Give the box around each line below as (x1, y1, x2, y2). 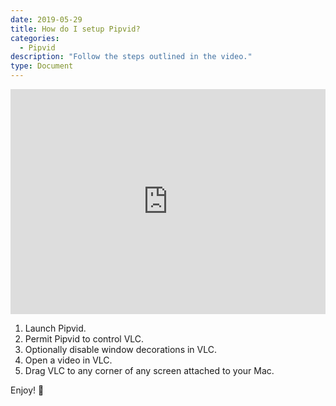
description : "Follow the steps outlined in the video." (10, 52, 253, 62)
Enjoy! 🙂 (10, 384, 45, 396)
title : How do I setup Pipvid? (10, 24, 141, 34)
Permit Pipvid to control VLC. (24, 333, 145, 345)
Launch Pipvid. (24, 322, 87, 334)
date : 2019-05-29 (10, 14, 83, 25)
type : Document (10, 61, 74, 71)
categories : (10, 33, 60, 43)
